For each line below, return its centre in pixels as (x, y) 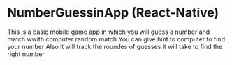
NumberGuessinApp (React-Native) (113, 13)
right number (26, 54)
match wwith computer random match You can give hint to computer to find (116, 39)
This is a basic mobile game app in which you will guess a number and (109, 32)
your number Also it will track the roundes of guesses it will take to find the (115, 46)
